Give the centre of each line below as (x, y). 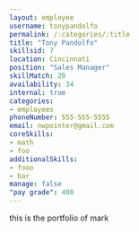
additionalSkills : (43, 159)
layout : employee (42, 17)
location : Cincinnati (50, 59)
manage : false (36, 185)
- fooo (22, 168)
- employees (31, 109)
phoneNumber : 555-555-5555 (60, 117)
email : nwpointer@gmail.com (62, 126)
